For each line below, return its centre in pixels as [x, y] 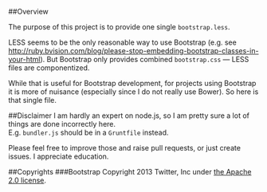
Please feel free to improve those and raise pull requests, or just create [125, 148]
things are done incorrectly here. [62, 124]
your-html [24, 59]
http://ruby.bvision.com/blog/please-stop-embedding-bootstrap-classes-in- [133, 51]
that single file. [33, 100]
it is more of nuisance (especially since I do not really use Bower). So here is [133, 92]
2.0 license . [27, 180]
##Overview [29, 12]
